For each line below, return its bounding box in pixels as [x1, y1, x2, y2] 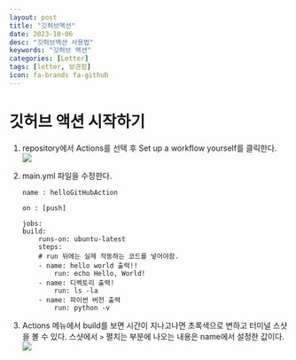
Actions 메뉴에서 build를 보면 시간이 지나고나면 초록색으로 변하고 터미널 [21, 320, 272, 331]
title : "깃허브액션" [9, 21, 76, 30]
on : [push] [21, 203, 66, 213]
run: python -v [54, 303, 111, 312]
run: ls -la [54, 286, 98, 295]
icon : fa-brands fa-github [9, 71, 109, 80]
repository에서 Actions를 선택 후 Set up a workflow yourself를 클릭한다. [21, 143, 277, 153]
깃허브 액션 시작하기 [9, 112, 146, 131]
